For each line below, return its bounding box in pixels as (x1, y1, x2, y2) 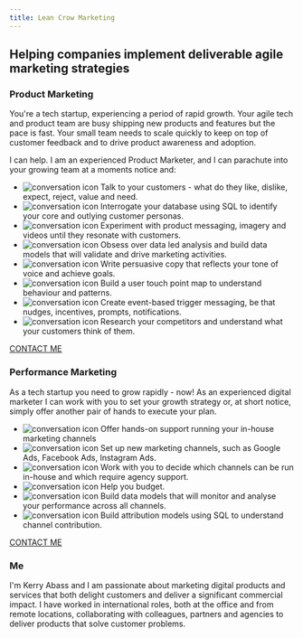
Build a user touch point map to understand (100, 277, 262, 289)
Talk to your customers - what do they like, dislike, (100, 182, 288, 192)
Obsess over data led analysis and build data (100, 239, 268, 250)
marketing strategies (9, 61, 130, 77)
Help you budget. (100, 481, 166, 492)
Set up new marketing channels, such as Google (100, 442, 281, 453)
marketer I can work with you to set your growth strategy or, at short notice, (9, 396, 291, 407)
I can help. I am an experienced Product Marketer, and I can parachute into (9, 155, 289, 165)
